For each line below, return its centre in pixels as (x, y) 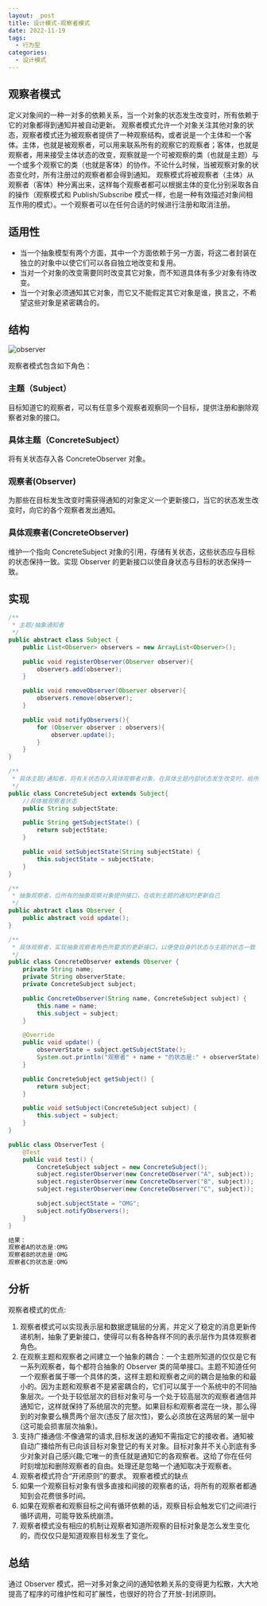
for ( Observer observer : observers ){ (101, 727)
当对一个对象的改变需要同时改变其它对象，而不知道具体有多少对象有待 (135, 272)
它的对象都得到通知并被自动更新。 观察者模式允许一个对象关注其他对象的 (128, 125)
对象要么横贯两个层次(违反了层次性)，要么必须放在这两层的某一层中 (145, 1416)
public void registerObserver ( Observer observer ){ (108, 661)
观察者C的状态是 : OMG (38, 1262)
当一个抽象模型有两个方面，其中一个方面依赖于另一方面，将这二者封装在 (138, 252)
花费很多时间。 (65, 1495)
